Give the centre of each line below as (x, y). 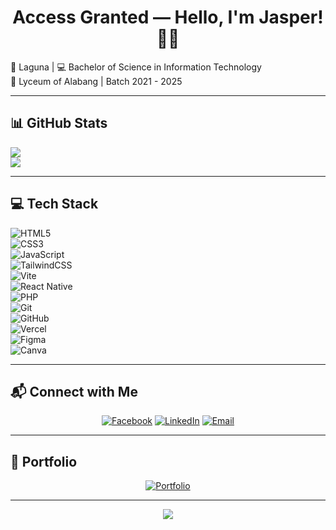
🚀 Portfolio (44, 461)
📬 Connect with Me (74, 391)
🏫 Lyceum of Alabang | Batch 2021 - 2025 (96, 81)
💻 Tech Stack (54, 204)
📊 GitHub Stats (59, 123)
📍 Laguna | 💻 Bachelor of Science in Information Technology (136, 67)
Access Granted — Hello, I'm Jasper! (168, 17)
